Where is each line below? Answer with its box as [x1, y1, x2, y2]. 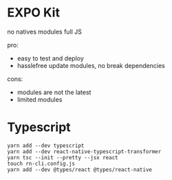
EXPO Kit [7, 5, 61, 21]
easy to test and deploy [17, 54, 84, 63]
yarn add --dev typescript [7, 142, 85, 149]
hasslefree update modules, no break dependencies [17, 61, 165, 69]
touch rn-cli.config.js [7, 160, 76, 167]
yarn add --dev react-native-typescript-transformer [7, 148, 162, 155]
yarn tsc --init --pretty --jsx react [7, 154, 118, 161]
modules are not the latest [17, 88, 92, 96]
